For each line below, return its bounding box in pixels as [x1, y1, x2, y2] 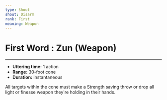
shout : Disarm [5, 12, 35, 17]
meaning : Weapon [5, 21, 39, 26]
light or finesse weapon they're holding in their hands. [5, 89, 116, 95]
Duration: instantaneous [12, 74, 63, 80]
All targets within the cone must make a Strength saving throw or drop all [5, 84, 155, 90]
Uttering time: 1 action [12, 64, 59, 70]
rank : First [5, 16, 30, 21]
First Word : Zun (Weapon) [5, 43, 117, 54]
